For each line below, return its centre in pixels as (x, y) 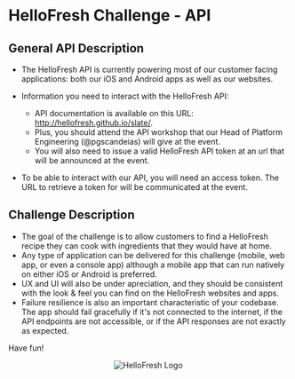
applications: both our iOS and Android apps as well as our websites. (147, 79)
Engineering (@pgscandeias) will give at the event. (128, 142)
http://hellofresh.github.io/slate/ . (93, 122)
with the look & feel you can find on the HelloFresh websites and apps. (150, 293)
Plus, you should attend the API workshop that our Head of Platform (159, 132)
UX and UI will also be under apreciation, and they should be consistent (152, 283)
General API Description (76, 48)
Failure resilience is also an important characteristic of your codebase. (150, 302)
